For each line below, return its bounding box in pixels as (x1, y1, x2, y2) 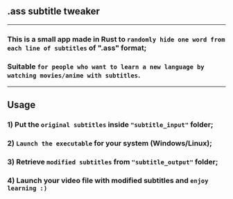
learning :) (7, 184, 48, 193)
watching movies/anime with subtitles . (7, 70, 141, 80)
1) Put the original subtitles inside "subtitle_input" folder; (7, 120, 214, 130)
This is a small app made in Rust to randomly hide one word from (7, 34, 225, 44)
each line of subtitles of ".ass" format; (7, 43, 147, 53)
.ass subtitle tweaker (7, 6, 101, 17)
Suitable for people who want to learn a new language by (7, 62, 205, 71)
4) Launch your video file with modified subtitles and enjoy (7, 176, 209, 186)
